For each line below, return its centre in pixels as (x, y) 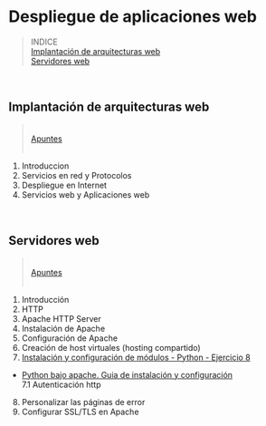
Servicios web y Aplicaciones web (85, 194)
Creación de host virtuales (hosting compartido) (111, 347)
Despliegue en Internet (64, 185)
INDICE (44, 42)
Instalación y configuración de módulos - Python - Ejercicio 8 (136, 357)
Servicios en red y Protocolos (76, 175)
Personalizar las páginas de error (83, 402)
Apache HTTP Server (61, 318)
